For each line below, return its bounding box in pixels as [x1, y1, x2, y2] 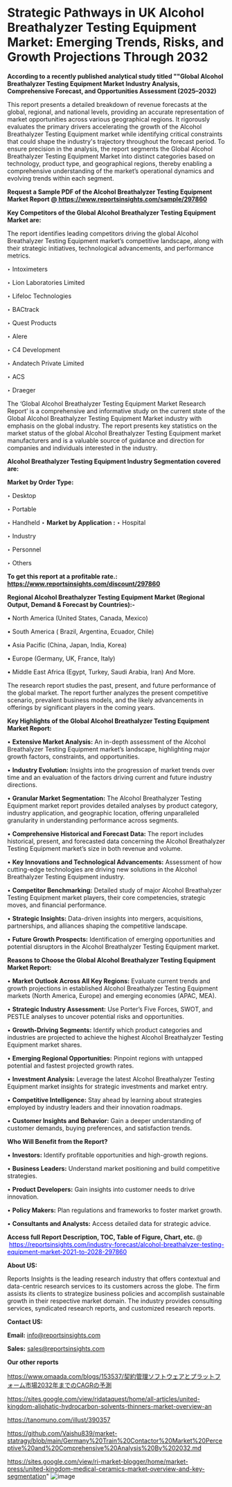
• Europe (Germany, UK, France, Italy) [7, 654, 116, 663]
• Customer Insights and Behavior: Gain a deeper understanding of [7, 1116, 202, 1124]
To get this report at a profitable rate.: [7, 572, 118, 581]
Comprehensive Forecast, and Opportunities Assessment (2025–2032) [7, 87, 217, 95]
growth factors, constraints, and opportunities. [7, 752, 140, 761]
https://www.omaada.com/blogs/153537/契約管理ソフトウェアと [7, 1372, 191, 1380]
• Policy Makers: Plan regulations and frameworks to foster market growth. [7, 1206, 222, 1214]
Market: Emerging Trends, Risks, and [7, 35, 224, 50]
